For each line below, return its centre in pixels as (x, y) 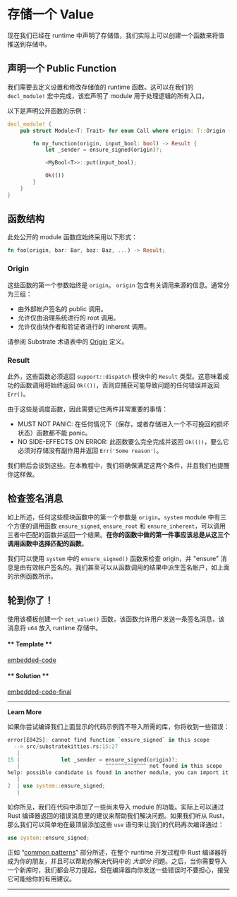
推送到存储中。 (29, 44)
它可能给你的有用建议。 (41, 879)
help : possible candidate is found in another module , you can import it (118, 773)
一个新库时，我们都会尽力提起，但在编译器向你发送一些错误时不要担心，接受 (119, 869)
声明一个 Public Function (62, 69)
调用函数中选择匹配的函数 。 (48, 543)
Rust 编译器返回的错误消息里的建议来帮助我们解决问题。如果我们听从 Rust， (118, 815)
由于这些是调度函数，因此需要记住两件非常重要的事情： (87, 409)
